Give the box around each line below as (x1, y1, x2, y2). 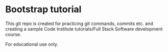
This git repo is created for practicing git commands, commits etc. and (5, 20, 153, 27)
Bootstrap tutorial (5, 4, 82, 15)
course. (5, 31, 21, 37)
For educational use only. (5, 41, 59, 47)
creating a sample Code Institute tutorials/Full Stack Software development (5, 25, 163, 32)
